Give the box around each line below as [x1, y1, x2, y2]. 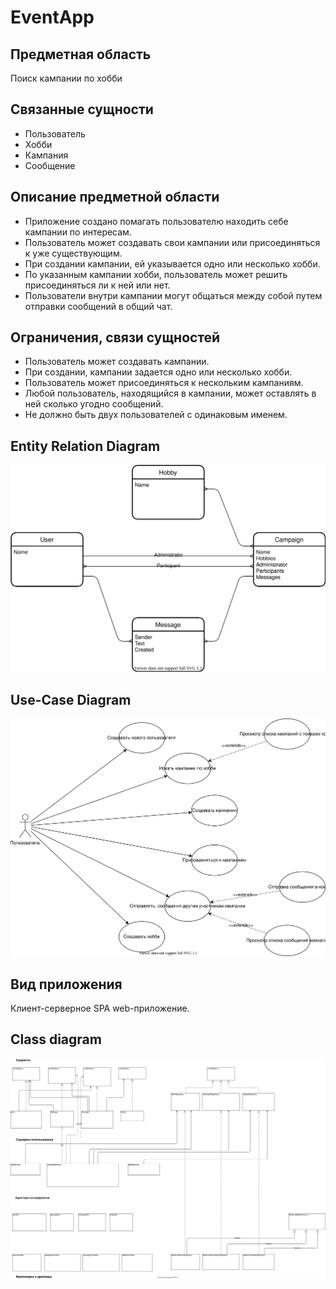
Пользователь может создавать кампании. [24, 356, 210, 368]
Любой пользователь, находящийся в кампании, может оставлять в [24, 387, 317, 400]
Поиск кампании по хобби [10, 72, 123, 84]
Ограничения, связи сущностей [10, 329, 221, 346]
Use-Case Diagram [10, 691, 132, 708]
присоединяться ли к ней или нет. [24, 279, 171, 291]
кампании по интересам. [24, 226, 132, 238]
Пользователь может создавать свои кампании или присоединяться [24, 236, 321, 248]
